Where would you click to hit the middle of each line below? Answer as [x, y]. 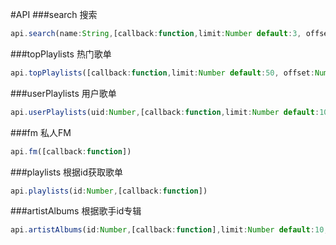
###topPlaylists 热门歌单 [61, 54]
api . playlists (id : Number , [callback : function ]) [109, 191]
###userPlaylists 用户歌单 [63, 93]
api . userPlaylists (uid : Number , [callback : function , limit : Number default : [165, 112]
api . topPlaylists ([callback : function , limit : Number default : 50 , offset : [162, 73]
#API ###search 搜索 [54, 14]
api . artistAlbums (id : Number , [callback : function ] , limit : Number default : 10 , [169, 230]
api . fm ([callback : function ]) [71, 151]
